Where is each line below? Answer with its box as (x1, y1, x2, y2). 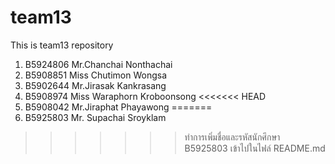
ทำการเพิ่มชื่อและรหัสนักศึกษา (184, 131, 281, 143)
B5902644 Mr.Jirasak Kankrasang (24, 79, 167, 91)
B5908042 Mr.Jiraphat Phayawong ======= (24, 101, 213, 113)
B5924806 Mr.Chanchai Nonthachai (24, 58, 173, 70)
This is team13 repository (10, 39, 114, 51)
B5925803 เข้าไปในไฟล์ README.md (184, 142, 326, 154)
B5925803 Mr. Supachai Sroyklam (24, 111, 167, 123)
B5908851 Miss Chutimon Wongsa (24, 69, 167, 81)
